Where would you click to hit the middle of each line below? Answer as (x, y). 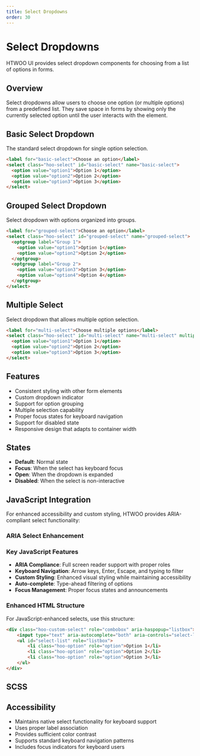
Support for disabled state (47, 422)
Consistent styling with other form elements (68, 391)
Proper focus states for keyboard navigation (69, 416)
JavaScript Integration (49, 499)
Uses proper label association (51, 727)
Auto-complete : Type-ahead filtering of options (74, 584)
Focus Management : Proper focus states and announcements (91, 590)
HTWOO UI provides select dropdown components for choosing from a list (98, 63)
